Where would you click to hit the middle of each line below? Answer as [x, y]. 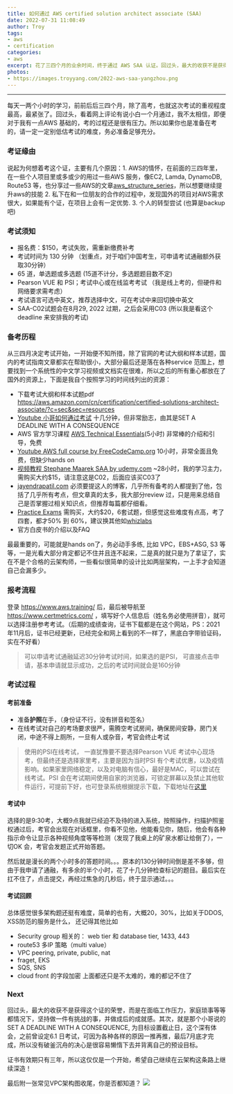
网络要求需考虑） [42, 291]
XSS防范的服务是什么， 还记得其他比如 [63, 921]
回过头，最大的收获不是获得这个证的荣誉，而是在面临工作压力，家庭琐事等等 [116, 1010]
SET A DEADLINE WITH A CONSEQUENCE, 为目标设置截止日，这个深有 [109, 1028]
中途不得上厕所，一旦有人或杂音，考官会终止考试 [100, 737]
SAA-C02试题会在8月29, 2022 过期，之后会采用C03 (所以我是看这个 [115, 308]
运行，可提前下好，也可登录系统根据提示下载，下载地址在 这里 [118, 786]
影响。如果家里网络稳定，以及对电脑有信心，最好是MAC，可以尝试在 [122, 769]
